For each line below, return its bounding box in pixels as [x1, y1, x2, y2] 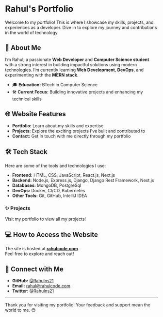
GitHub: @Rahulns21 [12, 278, 54, 284]
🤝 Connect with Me [5, 265, 64, 273]
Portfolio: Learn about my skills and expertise [12, 122, 104, 129]
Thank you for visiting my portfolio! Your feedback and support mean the [5, 302, 150, 308]
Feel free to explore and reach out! [5, 251, 74, 257]
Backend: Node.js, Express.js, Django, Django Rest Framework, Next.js [12, 178, 154, 183]
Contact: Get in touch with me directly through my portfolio [12, 133, 131, 139]
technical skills [12, 96, 42, 102]
